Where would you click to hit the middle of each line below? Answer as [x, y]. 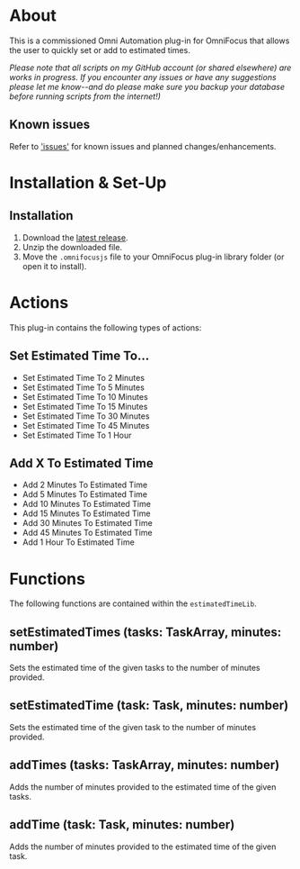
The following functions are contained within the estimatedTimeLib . [133, 603]
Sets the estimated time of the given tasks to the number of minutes [135, 668]
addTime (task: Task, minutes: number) [122, 825]
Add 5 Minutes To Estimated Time [85, 494]
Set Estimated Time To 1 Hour [77, 435]
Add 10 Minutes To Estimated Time [86, 504]
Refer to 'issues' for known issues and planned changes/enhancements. [143, 146]
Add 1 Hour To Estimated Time [78, 542]
